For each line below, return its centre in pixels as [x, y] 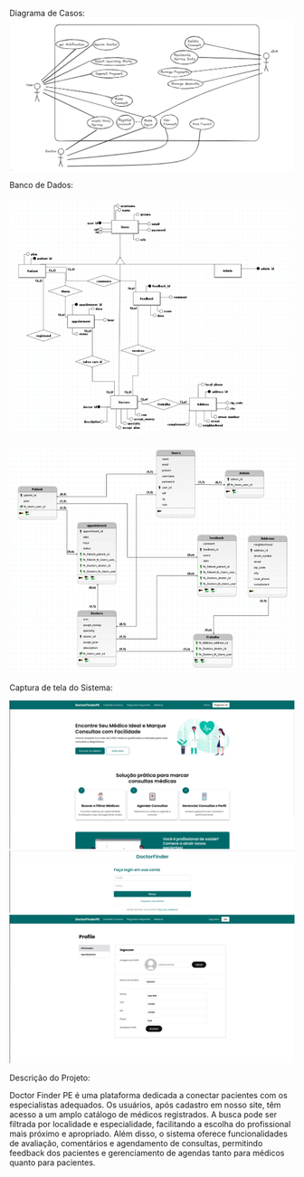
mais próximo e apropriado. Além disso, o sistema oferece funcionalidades [148, 1134]
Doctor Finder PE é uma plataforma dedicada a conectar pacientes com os [148, 1096]
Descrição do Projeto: [50, 1078]
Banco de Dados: [42, 185]
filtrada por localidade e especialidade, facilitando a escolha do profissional [150, 1125]
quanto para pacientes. [52, 1163]
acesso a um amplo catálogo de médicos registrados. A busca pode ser [143, 1115]
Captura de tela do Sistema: [61, 688]
